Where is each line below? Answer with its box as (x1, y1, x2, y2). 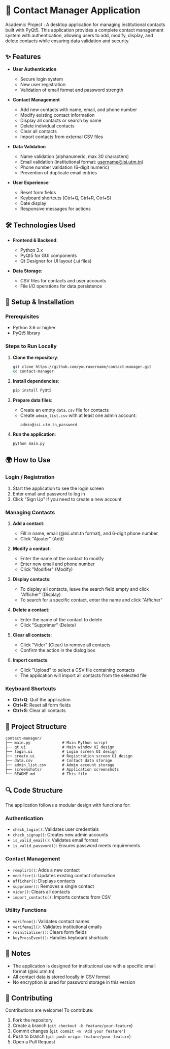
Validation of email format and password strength (20, 87, 124, 93)
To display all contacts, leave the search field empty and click (20, 586, 149, 592)
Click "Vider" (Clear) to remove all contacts (20, 642, 111, 648)
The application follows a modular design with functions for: (5, 802, 131, 808)
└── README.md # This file (5, 772, 87, 777)
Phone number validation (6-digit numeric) (20, 164, 110, 170)
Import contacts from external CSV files (20, 134, 103, 140)
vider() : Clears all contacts (12, 888, 70, 895)
